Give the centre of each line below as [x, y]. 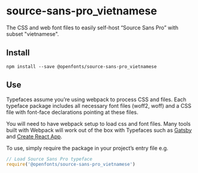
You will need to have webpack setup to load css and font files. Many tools [98, 123]
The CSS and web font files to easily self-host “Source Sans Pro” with [92, 28]
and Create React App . [34, 136]
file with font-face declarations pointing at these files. [72, 112]
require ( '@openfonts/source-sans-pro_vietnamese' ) [71, 165]
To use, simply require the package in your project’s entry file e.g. [87, 148]
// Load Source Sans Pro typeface [49, 159]
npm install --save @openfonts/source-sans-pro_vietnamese [82, 66]
